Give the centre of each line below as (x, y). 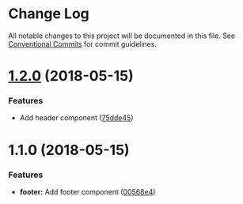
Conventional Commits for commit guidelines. (82, 43)
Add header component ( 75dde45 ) (76, 118)
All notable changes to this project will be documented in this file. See (122, 36)
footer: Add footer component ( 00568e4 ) (87, 191)
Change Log (49, 14)
